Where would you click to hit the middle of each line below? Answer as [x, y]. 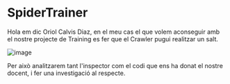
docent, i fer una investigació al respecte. [66, 73]
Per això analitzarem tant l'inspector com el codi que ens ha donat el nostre [115, 65]
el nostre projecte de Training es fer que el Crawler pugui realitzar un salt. [113, 39]
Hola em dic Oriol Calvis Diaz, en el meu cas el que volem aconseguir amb [114, 32]
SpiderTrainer [48, 13]
